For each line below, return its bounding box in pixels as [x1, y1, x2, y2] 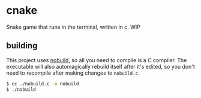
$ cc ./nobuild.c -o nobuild [6, 81, 79, 87]
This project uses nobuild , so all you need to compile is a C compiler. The [6, 56, 187, 63]
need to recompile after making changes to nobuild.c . [6, 69, 140, 76]
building [6, 41, 38, 51]
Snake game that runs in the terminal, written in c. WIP [6, 23, 141, 30]
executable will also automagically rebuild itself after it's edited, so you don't [6, 63, 195, 70]
